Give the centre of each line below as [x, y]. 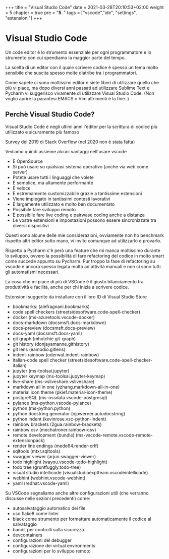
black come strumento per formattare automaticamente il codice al [82, 519]
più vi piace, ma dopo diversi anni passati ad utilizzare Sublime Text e [77, 88]
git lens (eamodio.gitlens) [39, 349]
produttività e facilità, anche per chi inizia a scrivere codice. [67, 287]
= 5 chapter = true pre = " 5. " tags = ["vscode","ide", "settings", [71, 13]
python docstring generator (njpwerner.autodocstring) [69, 413]
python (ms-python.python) [41, 408]
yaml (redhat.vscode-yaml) [41, 483]
